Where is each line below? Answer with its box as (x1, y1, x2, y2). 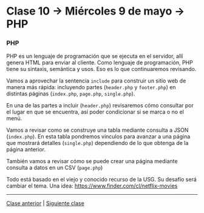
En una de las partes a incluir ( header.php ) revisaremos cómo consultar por (6, 102, 194, 109)
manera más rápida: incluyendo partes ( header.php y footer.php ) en (6, 84, 176, 91)
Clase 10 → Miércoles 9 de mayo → (6, 4, 185, 18)
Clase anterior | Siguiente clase (6, 200, 85, 207)
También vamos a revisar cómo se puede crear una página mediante (6, 158, 178, 165)
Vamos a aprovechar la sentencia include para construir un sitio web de (6, 77, 186, 84)
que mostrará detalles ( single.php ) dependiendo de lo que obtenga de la (6, 140, 189, 147)
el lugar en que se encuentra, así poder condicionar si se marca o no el (6, 108, 184, 116)
